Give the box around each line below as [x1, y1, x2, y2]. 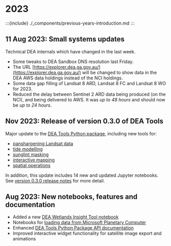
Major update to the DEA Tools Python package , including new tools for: [5, 130, 157, 136]
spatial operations [12, 162, 51, 168]
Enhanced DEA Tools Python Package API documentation [12, 225, 134, 231]
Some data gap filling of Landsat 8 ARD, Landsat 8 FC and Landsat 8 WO [12, 80, 166, 86]
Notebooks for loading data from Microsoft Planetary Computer [12, 219, 146, 225]
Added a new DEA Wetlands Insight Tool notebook [12, 214, 119, 220]
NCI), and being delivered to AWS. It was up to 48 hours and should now [12, 96, 166, 102]
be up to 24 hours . [12, 102, 52, 108]
